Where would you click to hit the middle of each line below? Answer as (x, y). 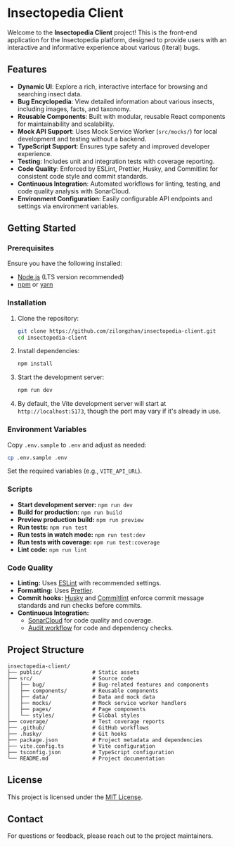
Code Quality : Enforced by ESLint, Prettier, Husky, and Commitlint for (118, 168)
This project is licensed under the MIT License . (75, 797)
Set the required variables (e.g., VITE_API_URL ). (75, 471)
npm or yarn (35, 285)
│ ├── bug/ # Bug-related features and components (108, 684)
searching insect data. (50, 94)
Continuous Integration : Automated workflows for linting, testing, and (119, 184)
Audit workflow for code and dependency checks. (100, 628)
